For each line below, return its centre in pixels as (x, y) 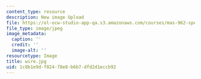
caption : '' (27, 39)
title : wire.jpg (26, 61)
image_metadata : (26, 34)
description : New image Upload (45, 17)
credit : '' (25, 45)
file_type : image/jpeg (34, 28)
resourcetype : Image (32, 56)
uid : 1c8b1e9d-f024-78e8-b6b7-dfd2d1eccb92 (61, 67)
